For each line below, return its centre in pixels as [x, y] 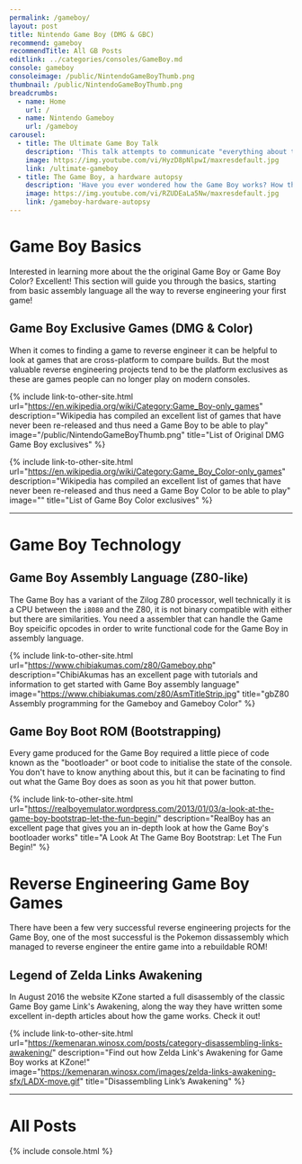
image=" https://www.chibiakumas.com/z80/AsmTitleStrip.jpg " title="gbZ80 [149, 694]
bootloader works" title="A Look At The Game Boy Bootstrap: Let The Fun [146, 838]
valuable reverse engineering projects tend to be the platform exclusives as [149, 369]
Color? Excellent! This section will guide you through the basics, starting [143, 281]
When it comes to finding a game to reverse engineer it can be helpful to [143, 350]
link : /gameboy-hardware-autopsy [88, 202]
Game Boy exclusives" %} [58, 444]
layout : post [34, 26]
